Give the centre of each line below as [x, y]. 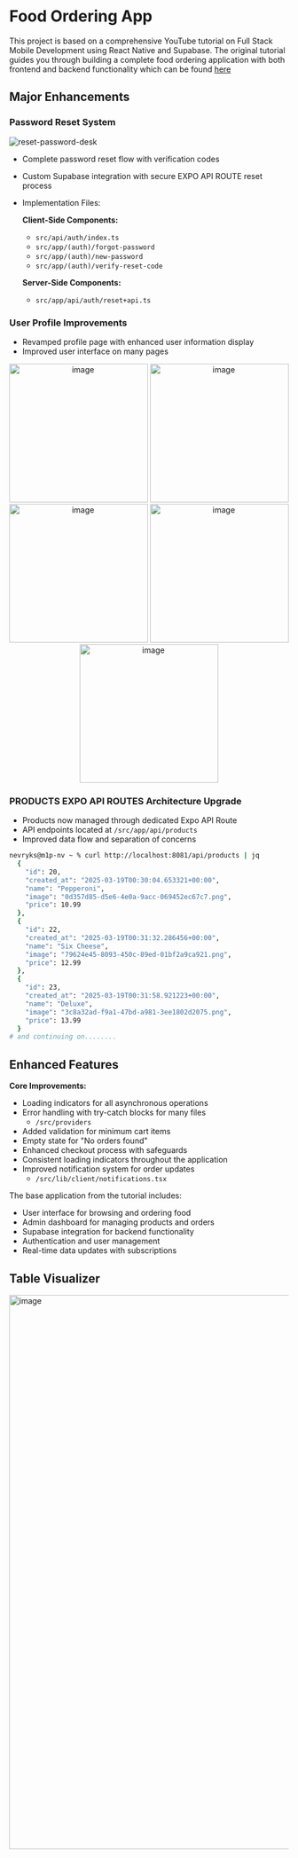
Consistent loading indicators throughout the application [125, 1160]
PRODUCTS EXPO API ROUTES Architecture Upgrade [125, 801]
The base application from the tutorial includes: [95, 1196]
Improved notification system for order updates [108, 1169]
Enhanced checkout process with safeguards [105, 1150]
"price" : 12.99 [53, 963]
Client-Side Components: [70, 220]
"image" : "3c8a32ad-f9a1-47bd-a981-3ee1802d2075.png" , [129, 1012]
